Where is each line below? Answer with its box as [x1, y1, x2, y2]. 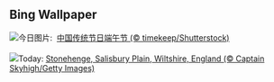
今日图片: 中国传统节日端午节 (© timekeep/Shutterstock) [18, 32, 230, 43]
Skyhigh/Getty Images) [9, 62, 96, 73]
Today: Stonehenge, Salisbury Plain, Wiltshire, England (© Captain [18, 53, 265, 64]
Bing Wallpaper [9, 7, 97, 23]
